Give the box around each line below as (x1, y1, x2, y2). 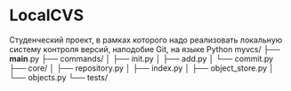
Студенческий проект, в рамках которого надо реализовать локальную (9, 34, 283, 45)
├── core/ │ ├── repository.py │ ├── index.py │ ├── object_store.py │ (9, 63, 274, 73)
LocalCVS (9, 5, 85, 26)
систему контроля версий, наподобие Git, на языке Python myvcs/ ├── (9, 43, 280, 54)
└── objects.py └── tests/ (9, 72, 109, 82)
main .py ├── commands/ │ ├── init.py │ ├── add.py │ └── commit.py (9, 53, 274, 64)
